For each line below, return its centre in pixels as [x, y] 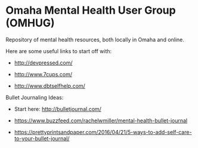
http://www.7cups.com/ [43, 74]
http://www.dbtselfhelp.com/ [50, 86]
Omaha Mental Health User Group [91, 10]
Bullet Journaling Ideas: [35, 97]
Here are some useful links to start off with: [59, 51]
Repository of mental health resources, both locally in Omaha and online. [95, 39]
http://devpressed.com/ [43, 63]
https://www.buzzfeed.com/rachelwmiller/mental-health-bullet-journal [101, 121]
